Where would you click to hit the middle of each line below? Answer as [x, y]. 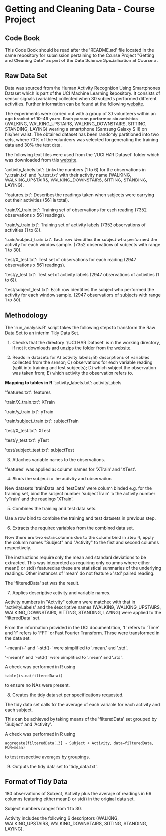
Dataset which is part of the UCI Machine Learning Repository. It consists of [83, 93]
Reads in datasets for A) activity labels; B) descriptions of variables [81, 357]
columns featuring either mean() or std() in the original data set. [70, 799]
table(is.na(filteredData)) [34, 676]
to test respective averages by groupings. [48, 757]
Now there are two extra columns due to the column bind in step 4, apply [80, 537]
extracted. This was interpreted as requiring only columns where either [78, 563]
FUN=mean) [15, 747]
